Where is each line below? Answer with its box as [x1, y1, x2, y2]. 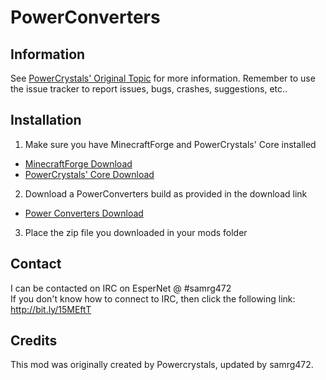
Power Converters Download [24, 207, 144, 219]
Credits [10, 332, 58, 350]
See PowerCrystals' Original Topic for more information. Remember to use [10, 72, 316, 84]
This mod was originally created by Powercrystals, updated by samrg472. [10, 359, 314, 371]
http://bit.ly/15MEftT [10, 303, 92, 315]
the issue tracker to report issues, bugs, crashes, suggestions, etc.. [10, 83, 288, 95]
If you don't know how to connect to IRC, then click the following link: [10, 292, 296, 305]
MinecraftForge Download [24, 157, 133, 170]
